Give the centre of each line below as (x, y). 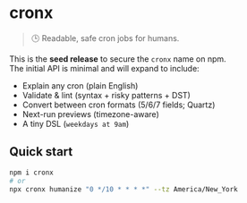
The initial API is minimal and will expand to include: (104, 68)
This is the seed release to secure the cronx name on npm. (118, 59)
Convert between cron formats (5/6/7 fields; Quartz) (119, 105)
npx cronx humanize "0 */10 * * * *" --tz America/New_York (124, 189)
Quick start (41, 152)
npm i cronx (31, 173)
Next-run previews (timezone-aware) (90, 114)
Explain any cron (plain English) (80, 85)
